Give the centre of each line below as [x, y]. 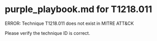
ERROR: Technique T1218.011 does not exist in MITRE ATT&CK [69, 23]
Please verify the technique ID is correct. [48, 33]
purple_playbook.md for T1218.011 [78, 9]
